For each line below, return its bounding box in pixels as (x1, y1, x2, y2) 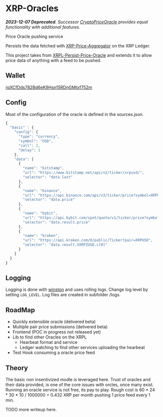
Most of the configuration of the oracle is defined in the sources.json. (5, 111, 144, 117)
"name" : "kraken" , (23, 233, 60, 238)
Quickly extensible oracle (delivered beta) (12, 319, 96, 325)
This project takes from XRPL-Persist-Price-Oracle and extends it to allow (5, 52, 152, 58)
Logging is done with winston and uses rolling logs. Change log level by (5, 287, 148, 292)
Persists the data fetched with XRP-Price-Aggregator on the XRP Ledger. (5, 43, 150, 48)
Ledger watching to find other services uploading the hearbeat (19, 345, 145, 351)
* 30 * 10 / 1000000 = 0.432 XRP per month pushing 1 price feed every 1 (5, 392, 150, 398)
